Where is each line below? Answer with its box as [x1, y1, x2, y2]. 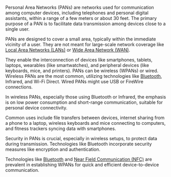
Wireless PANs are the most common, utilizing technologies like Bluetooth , [5, 73, 162, 79]
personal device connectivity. [5, 105, 68, 110]
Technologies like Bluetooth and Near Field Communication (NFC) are [5, 156, 152, 162]
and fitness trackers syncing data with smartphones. [5, 125, 116, 131]
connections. [5, 84, 33, 90]
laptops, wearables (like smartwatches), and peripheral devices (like [5, 62, 149, 68]
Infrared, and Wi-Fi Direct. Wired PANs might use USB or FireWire [5, 79, 143, 84]
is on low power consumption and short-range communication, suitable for [5, 99, 163, 105]
